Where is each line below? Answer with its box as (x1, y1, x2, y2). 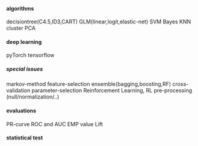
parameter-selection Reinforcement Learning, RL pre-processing (31, 87, 193, 94)
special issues (6, 65, 43, 72)
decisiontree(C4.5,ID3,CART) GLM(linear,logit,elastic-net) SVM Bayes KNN (6, 18, 191, 25)
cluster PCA (6, 25, 36, 32)
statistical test (6, 134, 43, 141)
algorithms (6, 5, 34, 12)
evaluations (6, 107, 37, 114)
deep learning (6, 38, 42, 45)
